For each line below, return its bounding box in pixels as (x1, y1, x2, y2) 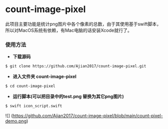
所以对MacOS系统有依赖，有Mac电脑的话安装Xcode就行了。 (5, 27, 132, 33)
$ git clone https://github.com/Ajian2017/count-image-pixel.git (5, 64, 146, 69)
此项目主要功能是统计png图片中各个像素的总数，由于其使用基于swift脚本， (5, 21, 161, 27)
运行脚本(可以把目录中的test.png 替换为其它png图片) (12, 93, 124, 99)
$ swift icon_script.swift (5, 103, 62, 108)
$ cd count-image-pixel (5, 83, 56, 89)
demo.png (5, 118, 27, 124)
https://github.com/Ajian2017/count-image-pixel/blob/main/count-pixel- (12, 112, 163, 118)
